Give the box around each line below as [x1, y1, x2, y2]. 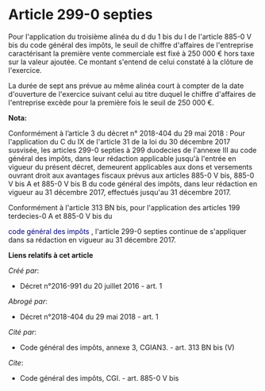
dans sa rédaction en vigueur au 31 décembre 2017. [8, 235, 177, 244]
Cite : [8, 358, 24, 367]
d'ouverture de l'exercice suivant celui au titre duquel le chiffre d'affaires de [8, 89, 256, 98]
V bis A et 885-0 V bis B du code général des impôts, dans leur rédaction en [8, 178, 258, 188]
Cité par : [8, 327, 37, 336]
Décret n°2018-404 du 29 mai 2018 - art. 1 [19, 312, 159, 321]
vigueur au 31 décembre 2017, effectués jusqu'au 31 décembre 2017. [8, 187, 232, 197]
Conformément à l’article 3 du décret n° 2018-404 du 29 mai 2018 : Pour [8, 128, 246, 138]
